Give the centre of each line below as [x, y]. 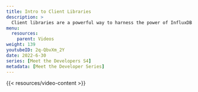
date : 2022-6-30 [26, 55]
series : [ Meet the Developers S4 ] [49, 61]
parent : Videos [36, 39]
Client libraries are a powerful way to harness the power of [90, 22]
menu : [13, 28]
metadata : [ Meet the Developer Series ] [55, 66]
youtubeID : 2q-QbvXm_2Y [36, 50]
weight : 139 [21, 45]
